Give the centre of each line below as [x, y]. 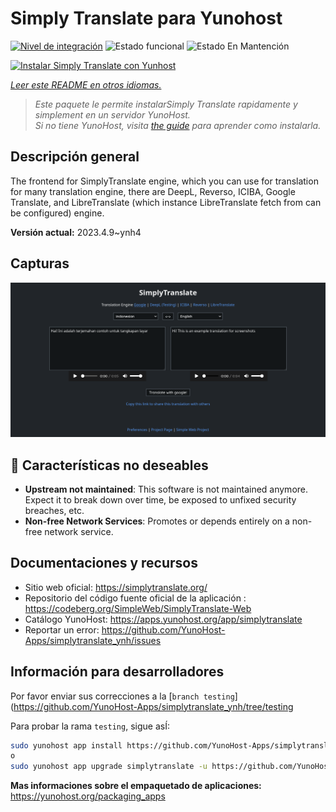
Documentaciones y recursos [104, 563]
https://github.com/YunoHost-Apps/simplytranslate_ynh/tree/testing [153, 706]
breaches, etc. [54, 510]
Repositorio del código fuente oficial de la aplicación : [135, 598]
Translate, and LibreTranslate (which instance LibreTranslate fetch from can [166, 202]
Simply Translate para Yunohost [146, 18]
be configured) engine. [57, 213]
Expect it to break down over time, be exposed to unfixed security [160, 499]
